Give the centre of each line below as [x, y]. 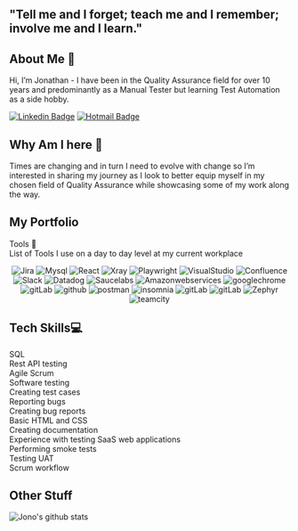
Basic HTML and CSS [48, 420]
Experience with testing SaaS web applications [95, 439]
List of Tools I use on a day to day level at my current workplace [126, 253]
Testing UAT [32, 458]
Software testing [40, 382]
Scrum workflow [39, 468]
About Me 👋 [42, 58]
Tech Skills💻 [46, 328]
